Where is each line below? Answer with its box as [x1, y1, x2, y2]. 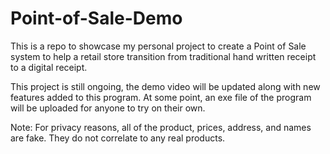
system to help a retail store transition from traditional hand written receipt [10, 50, 317, 62]
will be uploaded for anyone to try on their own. [10, 102, 206, 114]
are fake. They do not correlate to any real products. [10, 132, 226, 144]
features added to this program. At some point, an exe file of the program [10, 91, 312, 103]
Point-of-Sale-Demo [10, 7, 183, 30]
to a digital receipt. [10, 61, 88, 73]
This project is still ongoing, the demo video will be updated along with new [10, 80, 321, 92]
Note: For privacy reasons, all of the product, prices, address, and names [10, 121, 312, 133]
